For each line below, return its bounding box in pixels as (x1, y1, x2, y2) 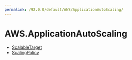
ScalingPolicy (11, 49, 40, 55)
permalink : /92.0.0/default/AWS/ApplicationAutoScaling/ (4, 7, 124, 12)
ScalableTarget (11, 44, 42, 50)
